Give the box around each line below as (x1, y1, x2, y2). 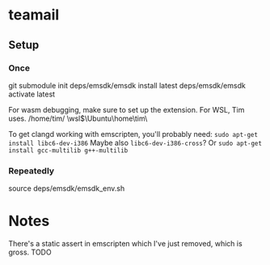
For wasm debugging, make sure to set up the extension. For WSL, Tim (8, 105, 245, 114)
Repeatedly (8, 165, 55, 176)
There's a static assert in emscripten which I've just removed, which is (8, 239, 243, 249)
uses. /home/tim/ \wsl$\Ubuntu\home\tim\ (8, 113, 148, 123)
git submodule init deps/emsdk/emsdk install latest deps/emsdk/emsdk (8, 80, 247, 90)
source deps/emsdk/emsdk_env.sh (8, 184, 125, 194)
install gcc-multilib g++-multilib (8, 146, 129, 155)
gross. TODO (8, 247, 52, 257)
